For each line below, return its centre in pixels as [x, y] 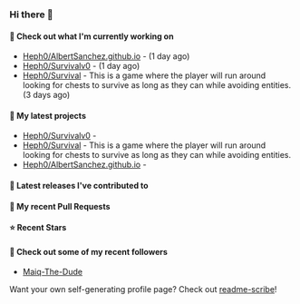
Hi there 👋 [32, 15]
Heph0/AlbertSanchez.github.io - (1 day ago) [106, 56]
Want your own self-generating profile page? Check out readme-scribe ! [143, 289]
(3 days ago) [46, 95]
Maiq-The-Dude [53, 272]
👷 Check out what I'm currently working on [92, 36]
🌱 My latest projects [48, 115]
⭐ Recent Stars [38, 228]
